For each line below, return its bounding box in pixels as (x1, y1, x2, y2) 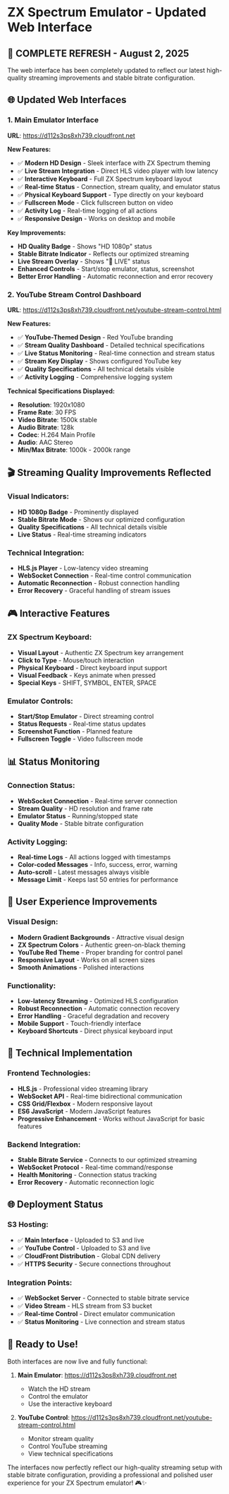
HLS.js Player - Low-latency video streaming (17, 563, 149, 572)
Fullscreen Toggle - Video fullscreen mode (17, 734, 143, 743)
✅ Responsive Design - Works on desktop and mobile (17, 214, 175, 222)
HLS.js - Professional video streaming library (17, 1084, 149, 1093)
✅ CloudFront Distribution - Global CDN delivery (17, 1251, 161, 1260)
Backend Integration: (7, 1140, 81, 1149)
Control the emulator (27, 1392, 88, 1400)
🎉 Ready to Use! (7, 1339, 79, 1351)
